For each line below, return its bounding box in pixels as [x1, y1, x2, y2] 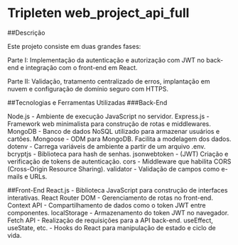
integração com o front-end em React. [26, 63, 138, 72]
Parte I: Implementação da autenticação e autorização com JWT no [7, 55, 205, 64]
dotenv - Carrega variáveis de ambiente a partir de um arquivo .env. [7, 142, 206, 150]
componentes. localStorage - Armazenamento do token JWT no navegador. [7, 208, 229, 217]
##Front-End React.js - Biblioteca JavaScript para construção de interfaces [7, 186, 228, 194]
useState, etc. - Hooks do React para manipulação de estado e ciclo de [7, 223, 216, 232]
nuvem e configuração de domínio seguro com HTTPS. [7, 84, 169, 93]
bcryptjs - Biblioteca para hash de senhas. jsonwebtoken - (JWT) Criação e [7, 149, 229, 158]
